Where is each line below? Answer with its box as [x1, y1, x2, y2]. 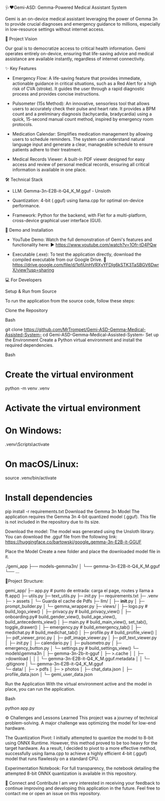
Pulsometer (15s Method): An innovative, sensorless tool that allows [12, 100, 150, 106]
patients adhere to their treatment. [12, 147, 82, 152]
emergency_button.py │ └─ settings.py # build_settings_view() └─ [5, 645, 139, 651]
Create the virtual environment [5, 369, 134, 380]
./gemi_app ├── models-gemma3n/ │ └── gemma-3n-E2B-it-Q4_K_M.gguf [5, 563, 160, 569]
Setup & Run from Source [5, 288, 57, 294]
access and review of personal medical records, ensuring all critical [12, 162, 150, 167]
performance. [12, 203, 40, 208]
